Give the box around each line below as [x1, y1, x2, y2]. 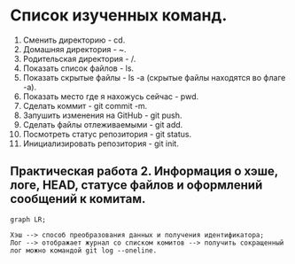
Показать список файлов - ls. [22, 63, 135, 74]
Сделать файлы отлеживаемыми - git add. [22, 119, 183, 129]
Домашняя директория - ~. [22, 43, 127, 54]
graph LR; [10, 214, 47, 224]
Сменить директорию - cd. [22, 35, 126, 45]
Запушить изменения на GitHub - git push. [22, 110, 182, 120]
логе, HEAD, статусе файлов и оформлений [10, 178, 263, 193]
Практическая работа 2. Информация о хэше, [10, 164, 278, 179]
